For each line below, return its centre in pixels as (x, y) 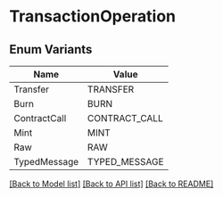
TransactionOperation (93, 16)
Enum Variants (51, 49)
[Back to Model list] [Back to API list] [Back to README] (111, 184)
